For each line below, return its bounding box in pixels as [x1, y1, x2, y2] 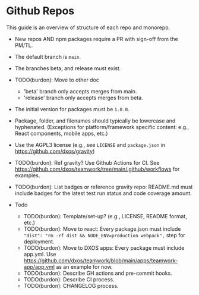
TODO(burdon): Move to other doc [14, 76, 100, 83]
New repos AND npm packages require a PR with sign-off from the [14, 35, 178, 42]
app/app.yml [23, 263, 55, 270]
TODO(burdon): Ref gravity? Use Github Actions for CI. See [14, 159, 160, 166]
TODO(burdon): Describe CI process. [23, 275, 115, 283]
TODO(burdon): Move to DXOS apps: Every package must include [23, 244, 185, 251]
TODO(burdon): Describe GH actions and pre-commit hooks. [23, 269, 172, 277]
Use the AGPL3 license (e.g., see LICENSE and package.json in [14, 141, 166, 148]
